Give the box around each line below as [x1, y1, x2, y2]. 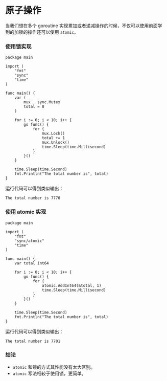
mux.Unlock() [41, 140, 70, 145]
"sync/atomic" [14, 238, 44, 243]
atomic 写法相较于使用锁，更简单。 [12, 370, 86, 376]
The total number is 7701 [5, 339, 60, 344]
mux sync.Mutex [23, 100, 60, 105]
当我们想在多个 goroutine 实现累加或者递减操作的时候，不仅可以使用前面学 [5, 23, 162, 29]
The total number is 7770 [5, 195, 60, 201]
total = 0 [23, 104, 44, 109]
